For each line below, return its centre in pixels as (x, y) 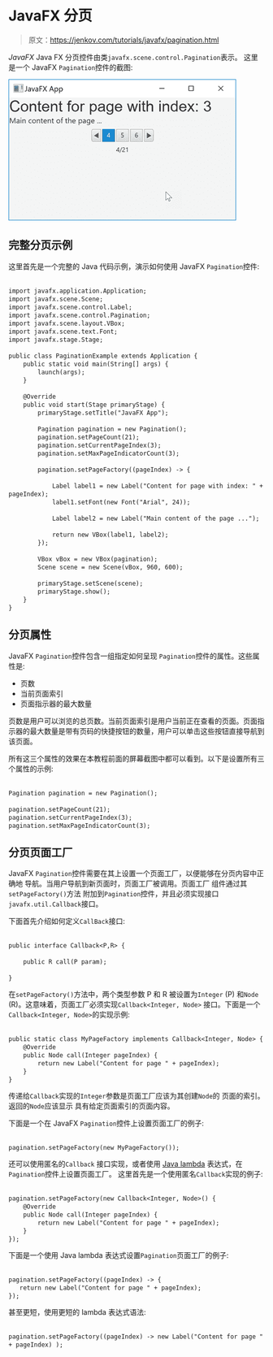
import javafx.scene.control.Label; (70, 307)
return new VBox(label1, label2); (110, 535)
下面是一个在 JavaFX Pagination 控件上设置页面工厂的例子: (106, 1123)
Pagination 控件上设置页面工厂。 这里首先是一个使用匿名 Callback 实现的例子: (136, 1174)
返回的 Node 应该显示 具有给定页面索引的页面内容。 (91, 1106)
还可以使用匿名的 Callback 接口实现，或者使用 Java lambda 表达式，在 (126, 1164)
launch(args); (61, 372)
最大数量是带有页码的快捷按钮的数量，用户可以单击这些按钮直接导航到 (147, 731)
